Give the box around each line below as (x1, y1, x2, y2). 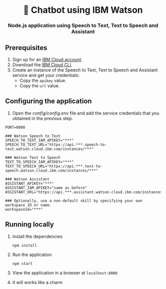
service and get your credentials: (12, 72, 80, 78)
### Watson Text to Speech (5, 155, 61, 160)
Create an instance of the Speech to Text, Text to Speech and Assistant (12, 67, 158, 73)
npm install (12, 243, 37, 248)
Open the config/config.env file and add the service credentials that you (12, 110, 160, 116)
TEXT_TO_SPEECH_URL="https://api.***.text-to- (5, 164, 103, 169)
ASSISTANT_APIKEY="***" (5, 181, 54, 186)
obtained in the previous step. (12, 115, 73, 121)
